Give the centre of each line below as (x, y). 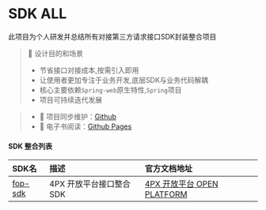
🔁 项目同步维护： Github (78, 116)
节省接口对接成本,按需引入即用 (89, 70)
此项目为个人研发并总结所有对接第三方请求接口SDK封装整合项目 (112, 36)
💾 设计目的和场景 (55, 53)
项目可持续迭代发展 (71, 99)
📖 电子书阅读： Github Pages (85, 126)
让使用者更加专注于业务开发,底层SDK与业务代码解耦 (124, 80)
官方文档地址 (168, 169)
